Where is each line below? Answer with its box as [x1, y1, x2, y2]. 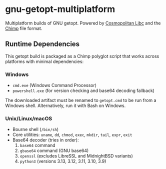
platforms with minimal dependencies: [5, 58, 84, 64]
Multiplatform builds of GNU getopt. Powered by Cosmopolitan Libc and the [5, 20, 161, 26]
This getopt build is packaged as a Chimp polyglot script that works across [5, 53, 159, 59]
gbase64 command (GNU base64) [19, 147, 89, 153]
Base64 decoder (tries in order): [12, 137, 79, 143]
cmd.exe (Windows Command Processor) [12, 82, 96, 88]
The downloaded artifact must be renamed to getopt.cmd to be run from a [5, 97, 156, 103]
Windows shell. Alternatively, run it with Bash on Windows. [5, 102, 126, 108]
